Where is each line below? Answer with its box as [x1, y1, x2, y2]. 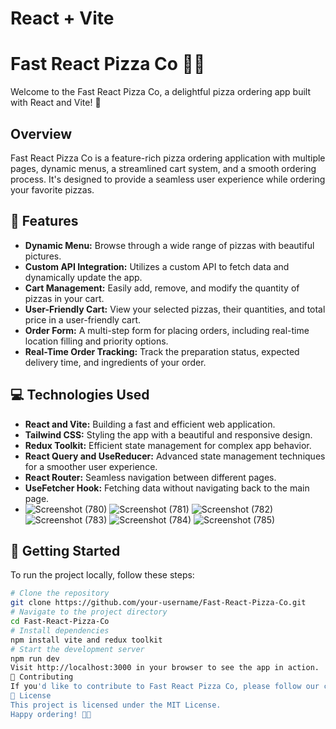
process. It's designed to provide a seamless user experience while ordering [10, 173, 326, 185]
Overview [10, 125, 73, 142]
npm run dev [10, 653, 60, 664]
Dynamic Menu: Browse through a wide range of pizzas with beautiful [24, 239, 315, 251]
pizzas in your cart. [24, 292, 105, 304]
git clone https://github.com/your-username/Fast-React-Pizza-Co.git [10, 598, 307, 608]
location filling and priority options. [24, 335, 169, 347]
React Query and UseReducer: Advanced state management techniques [24, 450, 326, 462]
